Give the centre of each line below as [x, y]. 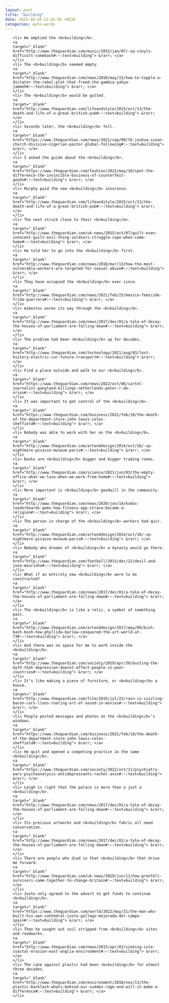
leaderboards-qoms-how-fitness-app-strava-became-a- [69, 508]
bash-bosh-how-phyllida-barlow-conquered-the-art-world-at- [77, 632]
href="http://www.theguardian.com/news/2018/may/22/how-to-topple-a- [87, 78]
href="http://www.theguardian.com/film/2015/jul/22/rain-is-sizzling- [88, 699]
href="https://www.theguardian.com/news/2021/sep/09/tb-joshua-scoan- [88, 140]
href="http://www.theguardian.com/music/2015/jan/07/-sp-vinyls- [82, 51]
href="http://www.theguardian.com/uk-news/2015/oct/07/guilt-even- [85, 233]
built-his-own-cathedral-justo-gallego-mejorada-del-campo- [77, 916]
